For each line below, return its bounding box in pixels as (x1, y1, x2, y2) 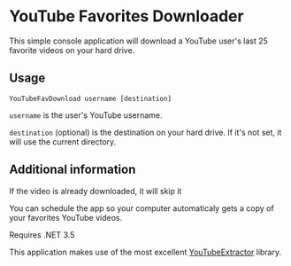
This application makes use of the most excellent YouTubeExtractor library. (9, 246, 282, 257)
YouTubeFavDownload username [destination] (9, 94, 172, 103)
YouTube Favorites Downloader (9, 6, 245, 27)
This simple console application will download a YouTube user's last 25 (9, 35, 268, 46)
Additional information (9, 162, 136, 177)
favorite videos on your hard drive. (9, 44, 135, 55)
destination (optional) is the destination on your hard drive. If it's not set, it (9, 127, 282, 137)
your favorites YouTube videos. (9, 212, 122, 223)
